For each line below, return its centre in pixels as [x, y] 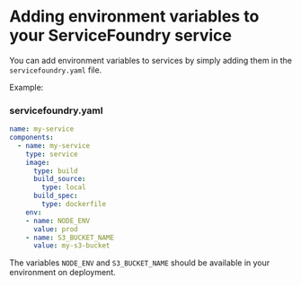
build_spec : [55, 196]
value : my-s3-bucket [71, 246]
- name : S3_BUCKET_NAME [70, 238]
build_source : [60, 179]
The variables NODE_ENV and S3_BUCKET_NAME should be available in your [140, 263]
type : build [55, 171]
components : [31, 138]
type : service [52, 154]
